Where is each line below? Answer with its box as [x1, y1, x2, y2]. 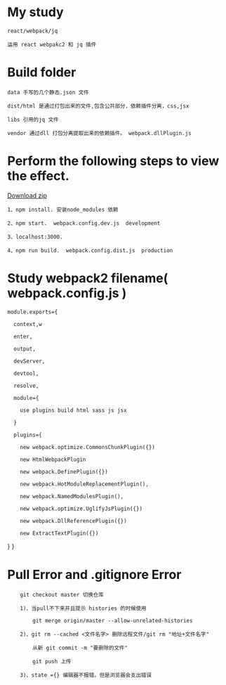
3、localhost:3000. [7, 233, 63, 240]
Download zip [7, 191, 47, 200]
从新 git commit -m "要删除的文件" [32, 644, 128, 651]
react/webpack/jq [7, 27, 58, 34]
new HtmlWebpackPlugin [20, 456, 86, 463]
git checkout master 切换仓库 [20, 591, 104, 598]
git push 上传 [32, 658, 72, 665]
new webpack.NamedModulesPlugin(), [20, 492, 124, 500]
